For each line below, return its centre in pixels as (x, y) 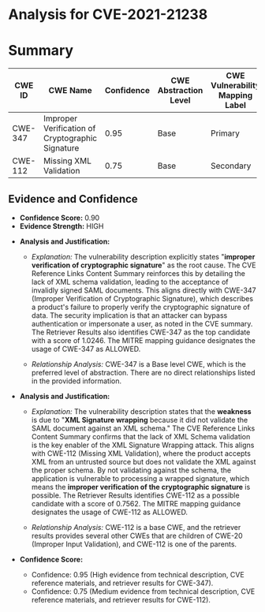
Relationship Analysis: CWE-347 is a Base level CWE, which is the (138, 364)
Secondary (231, 166)
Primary (225, 133)
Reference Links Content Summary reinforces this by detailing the (138, 273)
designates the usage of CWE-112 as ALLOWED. (109, 512)
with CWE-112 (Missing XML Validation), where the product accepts (141, 453)
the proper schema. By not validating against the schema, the (131, 470)
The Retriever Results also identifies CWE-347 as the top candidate (141, 332)
